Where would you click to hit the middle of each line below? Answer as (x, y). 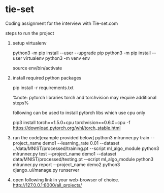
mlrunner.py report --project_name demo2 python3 (66, 164)
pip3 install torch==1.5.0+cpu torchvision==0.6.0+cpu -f (71, 122)
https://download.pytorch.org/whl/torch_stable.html (67, 128)
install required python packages (47, 78)
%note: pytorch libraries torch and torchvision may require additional (84, 97)
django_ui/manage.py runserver (46, 170)
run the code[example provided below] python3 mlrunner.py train (81, 137)
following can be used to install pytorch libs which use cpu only (79, 112)
